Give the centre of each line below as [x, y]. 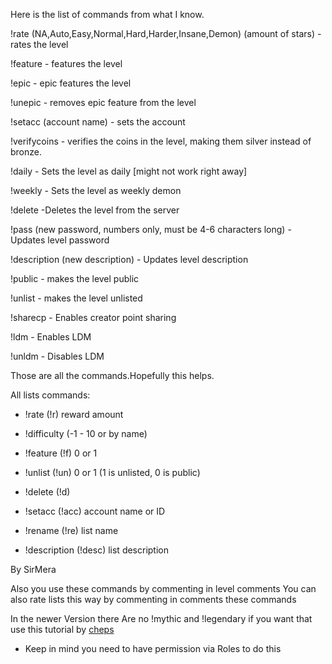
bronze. [26, 152]
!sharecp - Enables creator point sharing [93, 317]
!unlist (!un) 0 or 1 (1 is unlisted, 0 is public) [112, 472]
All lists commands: [50, 395]
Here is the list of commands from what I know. [107, 14]
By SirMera [33, 569]
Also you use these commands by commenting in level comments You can [163, 588]
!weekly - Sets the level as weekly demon [96, 190]
